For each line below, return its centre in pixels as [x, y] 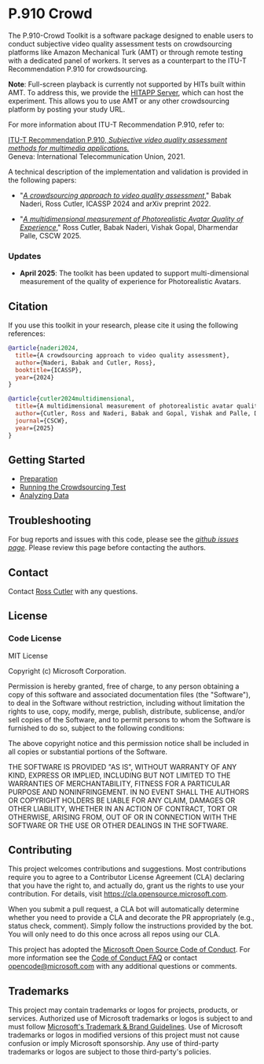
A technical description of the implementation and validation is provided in [128, 172]
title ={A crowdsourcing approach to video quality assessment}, [123, 355]
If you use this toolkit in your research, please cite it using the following [123, 325]
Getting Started [47, 460]
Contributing [40, 850]
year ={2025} [35, 428]
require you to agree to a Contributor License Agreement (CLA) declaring [126, 877]
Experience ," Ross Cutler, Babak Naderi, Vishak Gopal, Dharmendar [129, 227]
